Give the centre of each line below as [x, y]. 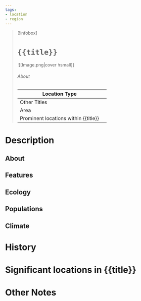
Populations [24, 209]
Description [30, 140]
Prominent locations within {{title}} [59, 118]
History [21, 247]
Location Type [60, 94]
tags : [11, 10]
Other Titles [33, 102]
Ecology [18, 192]
